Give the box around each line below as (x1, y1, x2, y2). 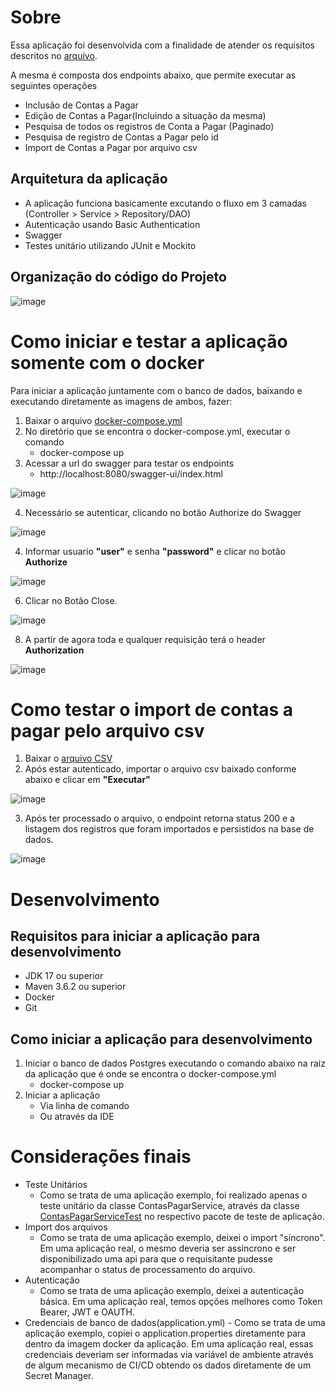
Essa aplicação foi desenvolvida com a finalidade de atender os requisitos (10, 39, 315, 51)
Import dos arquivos (24, 1221, 108, 1233)
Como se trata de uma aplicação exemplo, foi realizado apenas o (39, 1189, 308, 1201)
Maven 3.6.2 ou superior (24, 981, 127, 993)
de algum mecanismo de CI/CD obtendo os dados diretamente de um (24, 1359, 312, 1371)
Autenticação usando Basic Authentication (24, 218, 201, 230)
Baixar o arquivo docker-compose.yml (24, 414, 183, 426)
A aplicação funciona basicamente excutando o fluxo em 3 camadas (24, 197, 307, 209)
